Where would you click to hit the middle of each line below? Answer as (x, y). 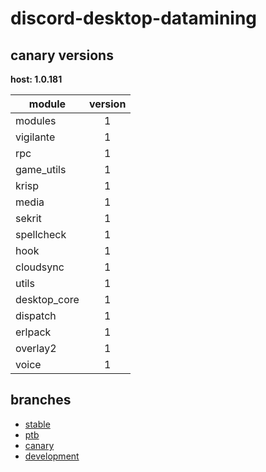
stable (37, 424)
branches (41, 400)
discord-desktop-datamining (134, 18)
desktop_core (47, 299)
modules (36, 120)
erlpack (33, 332)
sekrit (28, 218)
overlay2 (36, 348)
